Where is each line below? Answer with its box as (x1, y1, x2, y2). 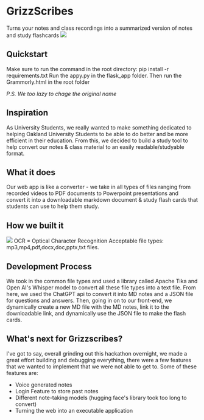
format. (6, 150, 25, 157)
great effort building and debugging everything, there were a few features (6, 356, 192, 363)
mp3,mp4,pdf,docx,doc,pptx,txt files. (6, 244, 99, 251)
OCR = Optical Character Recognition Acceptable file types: (13, 237, 164, 244)
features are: (6, 369, 38, 376)
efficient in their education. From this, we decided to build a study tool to (6, 137, 189, 144)
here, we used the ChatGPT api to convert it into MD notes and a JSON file (6, 291, 194, 297)
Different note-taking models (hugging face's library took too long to (15, 394, 187, 401)
